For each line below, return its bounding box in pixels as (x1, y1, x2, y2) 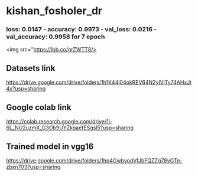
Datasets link (6, 63, 56, 73)
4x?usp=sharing (6, 85, 46, 92)
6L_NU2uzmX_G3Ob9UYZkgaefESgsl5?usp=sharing (6, 124, 134, 131)
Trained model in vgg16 (6, 141, 94, 151)
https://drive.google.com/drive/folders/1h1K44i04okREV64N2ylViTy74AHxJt (6, 79, 192, 86)
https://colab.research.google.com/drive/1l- (6, 118, 112, 125)
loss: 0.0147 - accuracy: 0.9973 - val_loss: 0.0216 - (6, 25, 157, 34)
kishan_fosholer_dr (6, 4, 103, 18)
